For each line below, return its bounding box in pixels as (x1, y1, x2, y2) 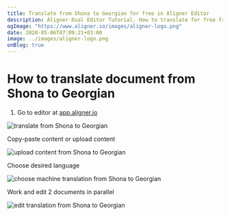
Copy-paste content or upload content (7, 135, 116, 143)
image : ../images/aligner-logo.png (7, 36, 109, 42)
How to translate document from (7, 71, 196, 87)
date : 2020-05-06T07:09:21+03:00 (7, 29, 103, 36)
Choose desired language (7, 161, 80, 170)
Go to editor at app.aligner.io (16, 108, 98, 116)
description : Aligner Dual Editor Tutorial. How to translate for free (7, 16, 216, 23)
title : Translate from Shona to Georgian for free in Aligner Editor (7, 10, 210, 17)
